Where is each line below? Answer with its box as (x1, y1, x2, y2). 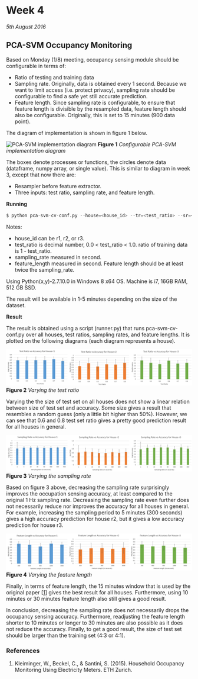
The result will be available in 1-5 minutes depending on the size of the (6, 295, 177, 303)
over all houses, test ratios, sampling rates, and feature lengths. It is (25, 331, 190, 338)
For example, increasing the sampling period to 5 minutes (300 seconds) (6, 509, 183, 516)
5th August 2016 (6, 23, 46, 30)
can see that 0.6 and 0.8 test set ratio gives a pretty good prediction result (6, 417, 187, 424)
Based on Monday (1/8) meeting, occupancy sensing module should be (6, 56, 179, 63)
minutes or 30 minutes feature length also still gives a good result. (6, 595, 167, 602)
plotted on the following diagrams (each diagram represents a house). (6, 337, 176, 344)
